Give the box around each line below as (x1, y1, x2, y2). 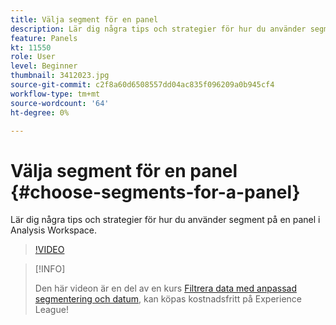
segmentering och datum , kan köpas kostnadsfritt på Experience (34, 293, 302, 305)
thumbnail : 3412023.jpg (10, 71, 110, 81)
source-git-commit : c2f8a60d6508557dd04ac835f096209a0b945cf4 (10, 80, 275, 90)
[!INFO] (34, 263, 66, 275)
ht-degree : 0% (10, 107, 70, 118)
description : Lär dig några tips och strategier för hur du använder (10, 24, 307, 34)
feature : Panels (10, 33, 78, 43)
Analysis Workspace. (10, 224, 98, 236)
